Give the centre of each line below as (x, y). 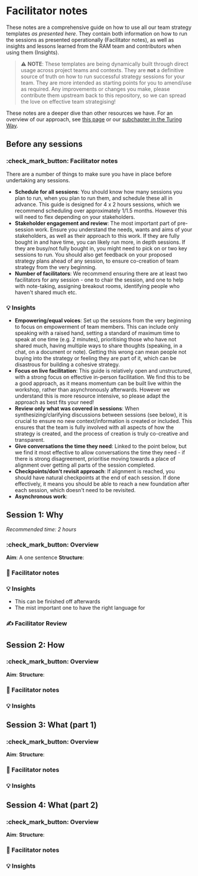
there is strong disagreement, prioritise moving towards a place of (95, 458)
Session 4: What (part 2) (52, 805)
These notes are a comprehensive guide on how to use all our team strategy (99, 27)
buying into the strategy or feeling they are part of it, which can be (95, 358)
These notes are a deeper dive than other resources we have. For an (90, 113)
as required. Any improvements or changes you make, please (95, 89)
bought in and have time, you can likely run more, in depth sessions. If (100, 242)
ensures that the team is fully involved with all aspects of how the (94, 427)
